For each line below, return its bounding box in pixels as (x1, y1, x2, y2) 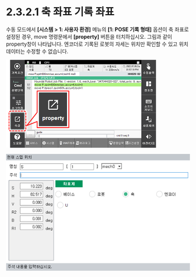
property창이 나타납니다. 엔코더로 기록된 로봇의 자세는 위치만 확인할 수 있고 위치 (6, 40, 188, 47)
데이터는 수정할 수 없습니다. (6, 47, 69, 54)
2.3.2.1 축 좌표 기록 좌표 (6, 5, 115, 19)
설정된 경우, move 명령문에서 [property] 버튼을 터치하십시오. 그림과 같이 (6, 33, 173, 40)
